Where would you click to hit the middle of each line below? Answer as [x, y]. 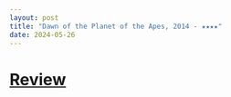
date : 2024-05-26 [42, 34]
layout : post [34, 18]
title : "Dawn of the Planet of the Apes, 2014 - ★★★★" [116, 26]
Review [38, 79]
